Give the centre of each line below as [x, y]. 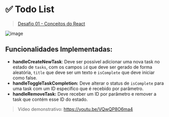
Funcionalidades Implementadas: [59, 49]
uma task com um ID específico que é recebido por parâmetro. [78, 88]
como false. [25, 77]
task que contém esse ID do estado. [50, 99]
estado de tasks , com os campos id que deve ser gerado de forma [82, 67]
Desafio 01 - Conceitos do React [51, 23]
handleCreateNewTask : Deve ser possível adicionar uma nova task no [86, 61]
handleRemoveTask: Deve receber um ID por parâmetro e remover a [85, 94]
